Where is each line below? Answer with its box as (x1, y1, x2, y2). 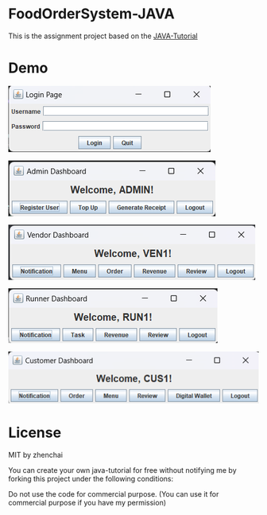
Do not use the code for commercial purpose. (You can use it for (8, 489, 219, 498)
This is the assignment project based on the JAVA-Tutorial (8, 31, 198, 41)
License (8, 423, 62, 442)
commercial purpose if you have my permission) (8, 497, 167, 507)
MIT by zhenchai (8, 450, 64, 459)
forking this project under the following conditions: (8, 474, 174, 483)
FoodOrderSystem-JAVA (8, 5, 175, 23)
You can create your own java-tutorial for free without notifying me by (8, 465, 237, 474)
